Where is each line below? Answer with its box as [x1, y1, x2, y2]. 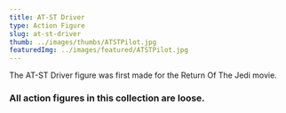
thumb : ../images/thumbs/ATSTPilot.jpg [9, 37, 157, 47]
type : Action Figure [9, 21, 86, 30]
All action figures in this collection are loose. [9, 92, 206, 104]
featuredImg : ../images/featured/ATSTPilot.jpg [9, 46, 189, 55]
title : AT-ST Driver [9, 12, 86, 22]
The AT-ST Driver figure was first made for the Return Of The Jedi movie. [9, 70, 277, 80]
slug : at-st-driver [9, 29, 82, 38]
